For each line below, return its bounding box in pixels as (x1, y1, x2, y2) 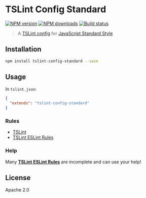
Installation (5, 45, 42, 54)
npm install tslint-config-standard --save (5, 59, 99, 64)
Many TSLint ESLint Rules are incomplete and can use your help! (5, 159, 141, 165)
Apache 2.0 (5, 187, 29, 193)
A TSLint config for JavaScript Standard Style (17, 30, 113, 36)
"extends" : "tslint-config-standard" (10, 101, 90, 106)
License (5, 174, 31, 182)
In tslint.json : (5, 86, 37, 92)
